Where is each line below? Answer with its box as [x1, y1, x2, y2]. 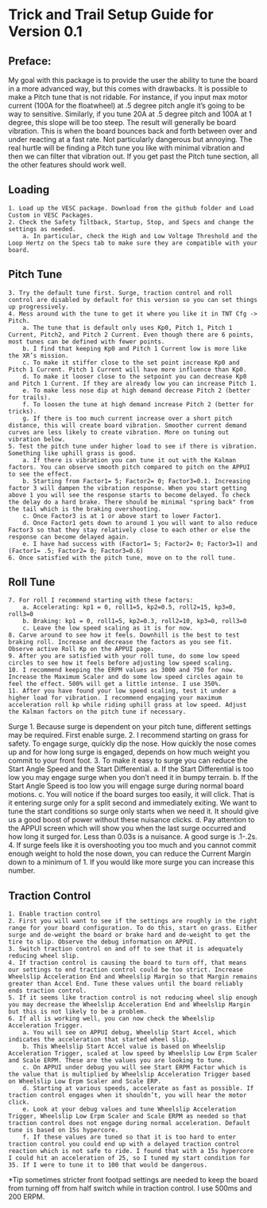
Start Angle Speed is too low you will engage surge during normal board [8, 781, 245, 790]
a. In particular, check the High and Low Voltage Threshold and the [22, 232, 258, 240]
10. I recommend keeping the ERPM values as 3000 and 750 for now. [8, 666, 237, 674]
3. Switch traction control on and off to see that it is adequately [8, 945, 244, 953]
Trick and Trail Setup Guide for [8, 6, 214, 24]
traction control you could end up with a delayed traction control [8, 1140, 240, 1148]
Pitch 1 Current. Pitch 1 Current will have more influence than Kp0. [8, 365, 247, 374]
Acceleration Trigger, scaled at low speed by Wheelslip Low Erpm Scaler [8, 1049, 258, 1057]
